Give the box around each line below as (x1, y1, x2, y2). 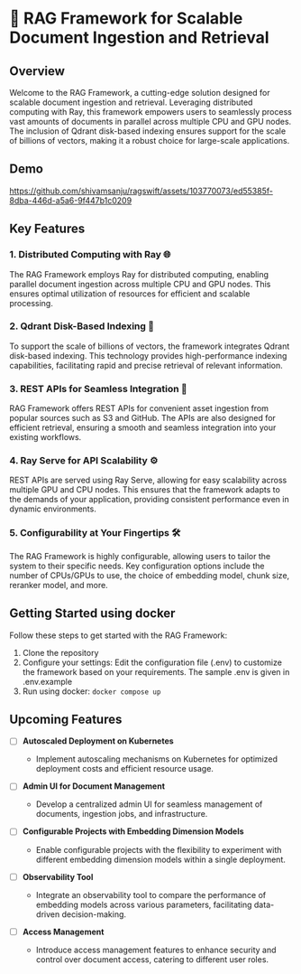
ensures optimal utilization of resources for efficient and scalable (9, 288, 251, 299)
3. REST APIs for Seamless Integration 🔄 (9, 382, 187, 395)
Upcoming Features (9, 711, 123, 726)
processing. (9, 297, 54, 308)
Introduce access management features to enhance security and (35, 944, 277, 955)
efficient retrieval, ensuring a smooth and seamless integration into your (9, 422, 277, 433)
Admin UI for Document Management (22, 781, 165, 791)
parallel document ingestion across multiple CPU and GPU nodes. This (9, 278, 271, 289)
